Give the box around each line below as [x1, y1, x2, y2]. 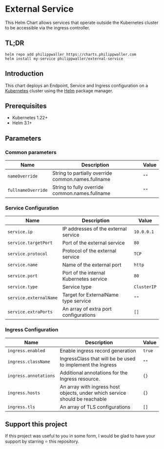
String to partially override [52, 170, 112, 177]
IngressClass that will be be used [60, 355, 136, 362]
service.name [7, 262, 38, 268]
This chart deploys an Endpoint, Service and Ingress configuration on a [5, 82, 148, 89]
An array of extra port [62, 306, 112, 313]
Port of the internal [62, 269, 105, 276]
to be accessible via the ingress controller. [5, 24, 90, 30]
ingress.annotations [7, 373, 55, 379]
